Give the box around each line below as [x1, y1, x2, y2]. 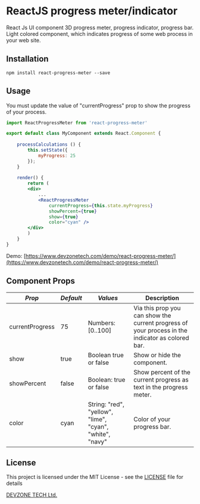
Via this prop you [133, 303, 181, 312]
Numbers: [87, 318, 116, 327]
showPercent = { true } [48, 208, 97, 214]
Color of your [133, 415, 171, 423]
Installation [6, 54, 49, 64]
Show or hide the [133, 351, 182, 359]
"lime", [87, 415, 107, 423]
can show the [133, 311, 171, 319]
